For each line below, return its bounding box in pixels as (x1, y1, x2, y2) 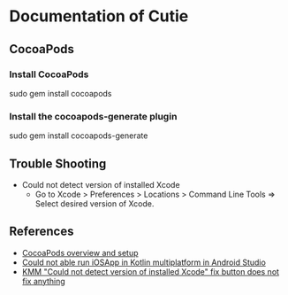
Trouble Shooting (9, 156, 107, 171)
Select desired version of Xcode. (34, 198, 155, 209)
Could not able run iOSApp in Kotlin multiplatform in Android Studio (21, 257, 267, 268)
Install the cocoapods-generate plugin (9, 110, 178, 122)
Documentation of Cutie (9, 6, 189, 27)
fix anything (21, 276, 66, 286)
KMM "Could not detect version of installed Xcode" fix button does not (21, 266, 280, 276)
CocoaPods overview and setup (21, 247, 139, 258)
